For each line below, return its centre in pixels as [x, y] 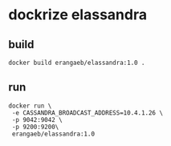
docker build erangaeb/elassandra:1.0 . [77, 63]
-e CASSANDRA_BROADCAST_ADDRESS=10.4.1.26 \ [87, 113]
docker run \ [30, 106]
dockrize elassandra [77, 15]
